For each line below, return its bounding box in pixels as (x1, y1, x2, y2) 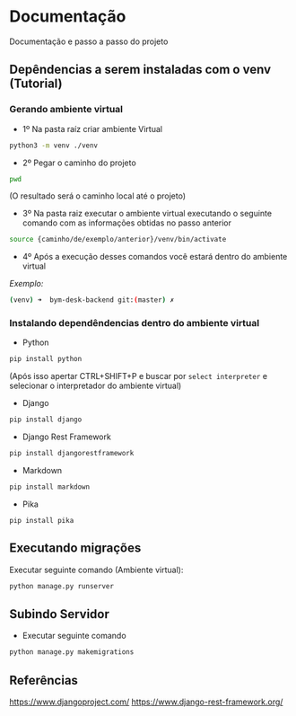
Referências (9, 672, 79, 688)
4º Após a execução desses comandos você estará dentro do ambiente (22, 252, 288, 262)
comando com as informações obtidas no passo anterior (22, 217, 231, 228)
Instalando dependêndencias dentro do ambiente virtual (9, 317, 260, 330)
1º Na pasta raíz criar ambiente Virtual (22, 123, 163, 134)
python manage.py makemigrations (9, 648, 135, 657)
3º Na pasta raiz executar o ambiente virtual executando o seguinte (22, 208, 272, 219)
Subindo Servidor (9, 606, 110, 622)
